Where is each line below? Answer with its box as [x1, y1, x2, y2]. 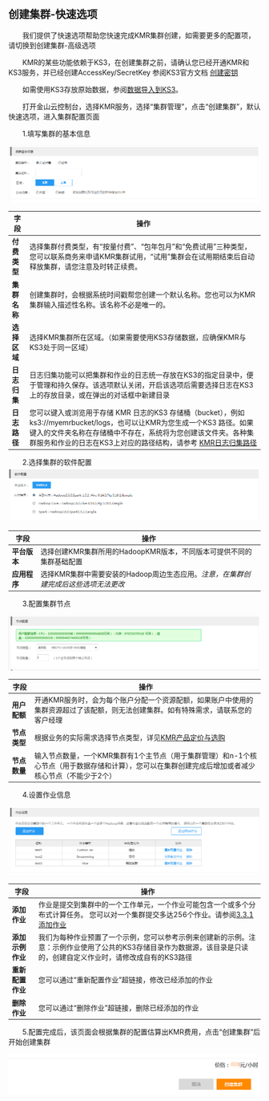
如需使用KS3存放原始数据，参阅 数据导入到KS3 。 [22, 84, 183, 94]
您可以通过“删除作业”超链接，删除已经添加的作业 [38, 1002, 199, 1013]
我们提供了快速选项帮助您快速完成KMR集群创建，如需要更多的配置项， [22, 30, 256, 40]
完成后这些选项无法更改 [47, 579, 126, 589]
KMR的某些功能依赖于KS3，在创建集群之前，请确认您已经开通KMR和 [22, 57, 250, 67]
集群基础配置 [40, 557, 83, 567]
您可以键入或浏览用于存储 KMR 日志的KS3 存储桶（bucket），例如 [29, 408, 245, 417]
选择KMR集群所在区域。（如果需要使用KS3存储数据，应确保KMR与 [29, 332, 247, 342]
